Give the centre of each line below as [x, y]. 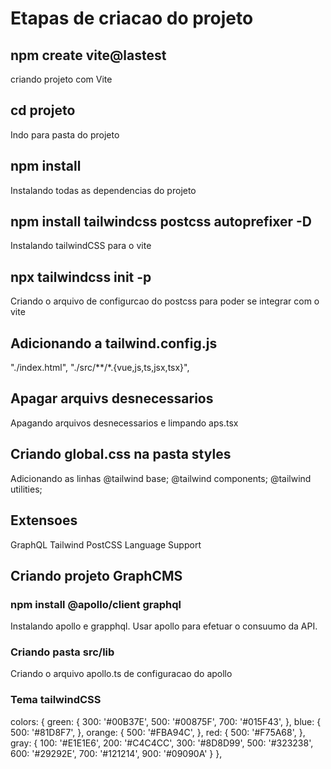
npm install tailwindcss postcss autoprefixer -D [161, 222]
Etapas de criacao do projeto [132, 18]
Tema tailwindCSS [56, 700]
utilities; [26, 489]
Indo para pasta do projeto [65, 134]
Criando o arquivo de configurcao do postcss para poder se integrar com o [165, 301]
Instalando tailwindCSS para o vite [81, 246]
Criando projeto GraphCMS [96, 575]
